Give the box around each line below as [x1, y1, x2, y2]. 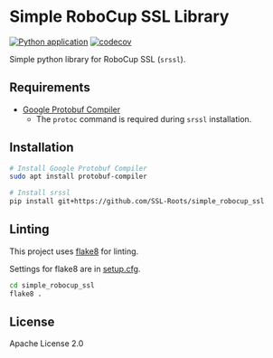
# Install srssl [9, 188, 71, 198]
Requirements [9, 80, 90, 96]
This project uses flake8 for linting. [9, 246, 139, 257]
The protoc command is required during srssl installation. [35, 113, 252, 124]
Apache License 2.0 [9, 338, 84, 349]
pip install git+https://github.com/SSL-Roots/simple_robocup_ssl [9, 197, 265, 206]
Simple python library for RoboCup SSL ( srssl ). [9, 53, 186, 64]
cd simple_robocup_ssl [9, 280, 95, 290]
